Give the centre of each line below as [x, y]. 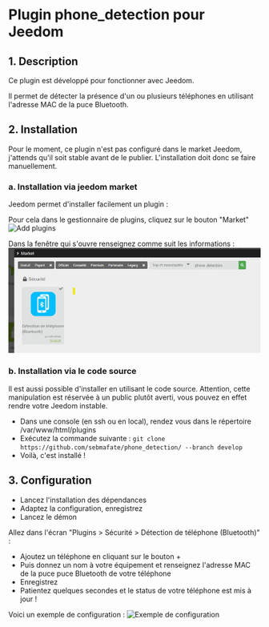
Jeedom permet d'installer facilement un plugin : [88, 204]
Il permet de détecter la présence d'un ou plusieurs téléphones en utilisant [131, 96]
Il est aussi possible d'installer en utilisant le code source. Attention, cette [129, 388]
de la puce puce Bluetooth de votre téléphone [95, 573]
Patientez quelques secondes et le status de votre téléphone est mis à [136, 590]
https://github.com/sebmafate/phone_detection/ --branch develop [131, 447]
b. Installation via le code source [72, 372]
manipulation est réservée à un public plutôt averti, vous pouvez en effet [128, 397]
